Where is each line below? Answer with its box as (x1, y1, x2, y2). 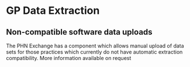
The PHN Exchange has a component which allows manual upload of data (6, 42, 184, 49)
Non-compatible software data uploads (6, 27, 153, 37)
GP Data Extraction (6, 4, 100, 17)
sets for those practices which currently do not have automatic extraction (6, 49, 183, 55)
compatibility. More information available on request (6, 55, 132, 61)
